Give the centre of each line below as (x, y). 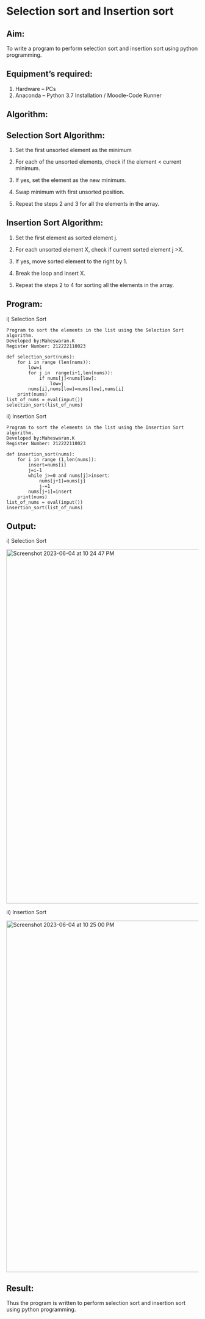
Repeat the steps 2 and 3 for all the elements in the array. (87, 204)
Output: (21, 526)
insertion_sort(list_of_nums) (45, 507)
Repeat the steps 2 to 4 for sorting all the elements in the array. (95, 285)
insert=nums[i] (48, 465)
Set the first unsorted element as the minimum (74, 150)
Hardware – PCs (35, 89)
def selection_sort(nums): (41, 357)
